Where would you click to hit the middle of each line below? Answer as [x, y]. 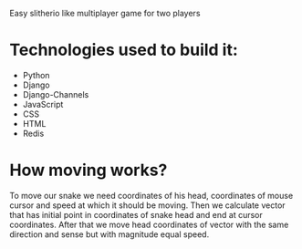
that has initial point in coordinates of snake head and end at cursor [136, 214]
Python [36, 75]
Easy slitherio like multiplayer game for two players [105, 13]
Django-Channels [56, 94]
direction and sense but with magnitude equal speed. [109, 234]
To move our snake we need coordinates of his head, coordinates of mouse [151, 195]
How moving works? [89, 170]
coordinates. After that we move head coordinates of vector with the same [149, 224]
